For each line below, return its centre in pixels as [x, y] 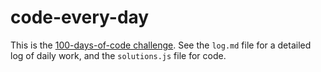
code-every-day [80, 17]
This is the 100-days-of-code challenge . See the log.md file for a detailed [161, 45]
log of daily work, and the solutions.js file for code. [118, 55]
